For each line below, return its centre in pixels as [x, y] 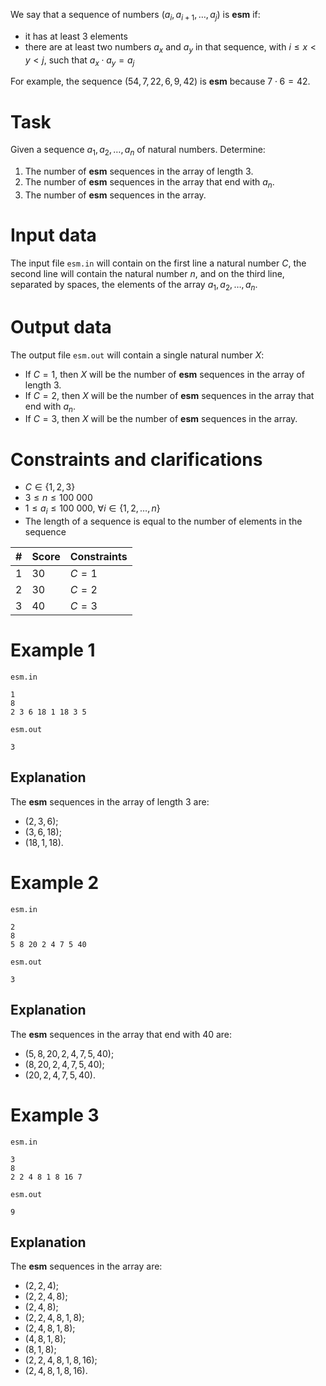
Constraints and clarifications [136, 459]
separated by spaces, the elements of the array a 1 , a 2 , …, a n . [134, 285]
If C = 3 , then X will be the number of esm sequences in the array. [161, 419]
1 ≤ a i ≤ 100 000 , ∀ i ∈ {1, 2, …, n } [92, 509]
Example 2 [55, 883]
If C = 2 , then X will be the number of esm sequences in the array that [169, 395]
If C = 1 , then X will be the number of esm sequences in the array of [164, 374]
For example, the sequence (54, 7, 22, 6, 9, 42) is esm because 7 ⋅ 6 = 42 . [160, 81]
